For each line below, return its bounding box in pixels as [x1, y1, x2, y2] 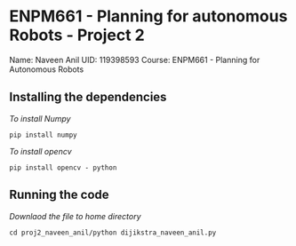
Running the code [9, 187, 109, 202]
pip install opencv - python [9, 163, 117, 172]
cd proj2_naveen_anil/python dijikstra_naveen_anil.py [9, 228, 217, 237]
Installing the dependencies [9, 90, 167, 105]
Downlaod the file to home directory [9, 210, 141, 221]
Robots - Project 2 [9, 25, 145, 45]
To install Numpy [9, 113, 71, 123]
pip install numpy [9, 131, 77, 139]
